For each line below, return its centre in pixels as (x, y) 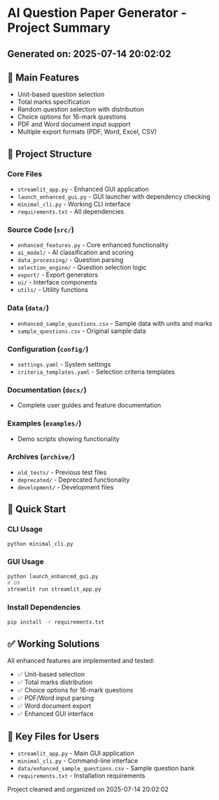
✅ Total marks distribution (55, 682)
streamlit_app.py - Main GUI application (76, 754)
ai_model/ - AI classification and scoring (76, 253)
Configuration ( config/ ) (48, 349)
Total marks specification (54, 102)
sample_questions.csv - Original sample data (82, 331)
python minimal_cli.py (40, 544)
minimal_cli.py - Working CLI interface (74, 204)
